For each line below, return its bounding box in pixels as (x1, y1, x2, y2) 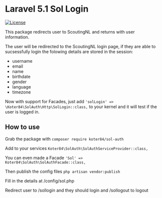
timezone (12, 89, 31, 95)
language (12, 84, 31, 90)
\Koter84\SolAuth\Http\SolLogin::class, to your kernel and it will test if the (5, 104, 157, 109)
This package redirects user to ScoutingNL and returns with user (5, 29, 135, 35)
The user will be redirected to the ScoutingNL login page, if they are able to (5, 43, 156, 49)
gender (12, 79, 27, 85)
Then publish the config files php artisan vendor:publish (5, 168, 120, 174)
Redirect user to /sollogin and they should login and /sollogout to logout (5, 187, 148, 193)
